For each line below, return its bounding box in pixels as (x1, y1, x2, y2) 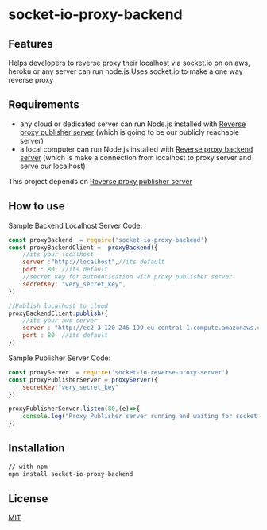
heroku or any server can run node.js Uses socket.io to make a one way (8, 67, 244, 76)
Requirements (8, 98, 79, 112)
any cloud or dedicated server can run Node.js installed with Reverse (19, 119, 246, 129)
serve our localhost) (19, 161, 86, 171)
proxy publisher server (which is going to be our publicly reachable (19, 127, 240, 136)
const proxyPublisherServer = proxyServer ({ (8, 375, 158, 384)
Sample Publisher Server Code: (8, 353, 111, 363)
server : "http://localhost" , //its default (22, 258, 165, 267)
